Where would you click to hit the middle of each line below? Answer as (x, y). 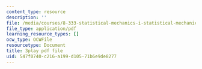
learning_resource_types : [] (43, 34)
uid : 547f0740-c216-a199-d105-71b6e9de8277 (62, 56)
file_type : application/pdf (41, 28)
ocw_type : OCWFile (29, 40)
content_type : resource (36, 12)
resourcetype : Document (36, 46)
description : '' (26, 17)
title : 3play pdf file (35, 51)
